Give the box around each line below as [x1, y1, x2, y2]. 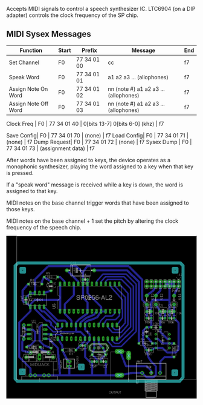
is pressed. [6, 169, 34, 176]
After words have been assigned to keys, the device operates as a [6, 156, 171, 163]
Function [19, 47, 43, 54]
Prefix [81, 47, 98, 54]
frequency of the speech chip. [6, 223, 82, 231]
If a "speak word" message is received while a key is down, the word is [6, 181, 183, 188]
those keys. [6, 205, 35, 212]
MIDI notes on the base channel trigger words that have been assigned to [6, 199, 189, 206]
